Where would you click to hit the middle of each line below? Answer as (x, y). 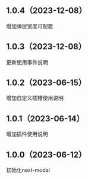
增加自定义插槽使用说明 (35, 98)
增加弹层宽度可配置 (30, 26)
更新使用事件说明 (27, 62)
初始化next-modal (28, 170)
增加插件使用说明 (27, 134)
